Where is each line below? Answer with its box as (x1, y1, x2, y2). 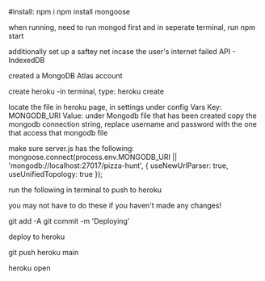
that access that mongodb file (8, 128, 108, 137)
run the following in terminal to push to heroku (8, 185, 162, 195)
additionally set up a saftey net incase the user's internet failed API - (8, 47, 236, 56)
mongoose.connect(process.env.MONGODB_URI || (8, 153, 178, 161)
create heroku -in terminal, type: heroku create (8, 86, 164, 96)
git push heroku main (8, 248, 79, 257)
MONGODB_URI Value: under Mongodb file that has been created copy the (8, 111, 257, 120)
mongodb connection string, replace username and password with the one (8, 120, 257, 128)
